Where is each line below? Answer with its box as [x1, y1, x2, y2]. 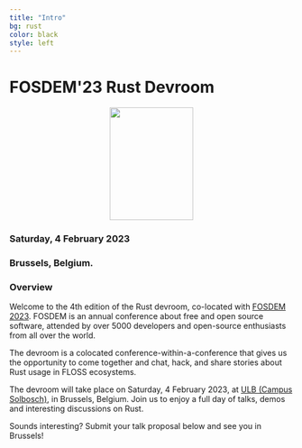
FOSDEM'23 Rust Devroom [9, 78, 215, 97]
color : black [9, 30, 59, 39]
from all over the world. [9, 330, 96, 341]
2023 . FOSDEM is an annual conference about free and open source [9, 311, 264, 322]
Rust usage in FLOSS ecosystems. [9, 367, 137, 378]
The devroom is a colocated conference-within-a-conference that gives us [9, 348, 288, 359]
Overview [9, 280, 53, 293]
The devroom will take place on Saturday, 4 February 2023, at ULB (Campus [9, 384, 293, 395]
